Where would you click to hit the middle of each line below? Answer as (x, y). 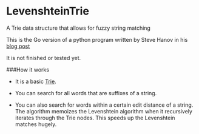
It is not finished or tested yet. (44, 58)
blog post (18, 46)
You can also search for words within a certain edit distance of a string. (104, 105)
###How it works (28, 69)
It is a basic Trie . (35, 81)
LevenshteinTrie (48, 11)
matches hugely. (36, 124)
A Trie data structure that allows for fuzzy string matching (78, 28)
